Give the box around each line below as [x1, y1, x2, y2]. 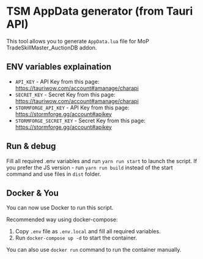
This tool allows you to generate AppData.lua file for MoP [6, 37, 150, 45]
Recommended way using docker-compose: [6, 216, 118, 224]
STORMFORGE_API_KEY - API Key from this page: [15, 104, 130, 111]
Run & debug [6, 141, 56, 151]
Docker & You [6, 188, 59, 198]
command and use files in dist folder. [6, 170, 102, 178]
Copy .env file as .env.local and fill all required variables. [15, 228, 161, 235]
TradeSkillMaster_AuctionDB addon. [6, 44, 97, 51]
